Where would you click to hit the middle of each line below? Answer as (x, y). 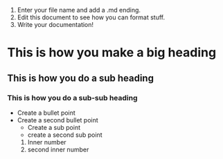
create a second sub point (65, 135)
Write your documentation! (55, 25)
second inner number (58, 149)
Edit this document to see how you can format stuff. (91, 17)
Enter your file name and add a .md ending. (79, 10)
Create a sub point (54, 127)
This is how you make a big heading (112, 53)
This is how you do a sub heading (81, 78)
